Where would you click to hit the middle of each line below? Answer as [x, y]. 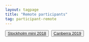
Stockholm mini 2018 [27, 33]
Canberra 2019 [67, 33]
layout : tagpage [22, 10]
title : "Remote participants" [37, 14]
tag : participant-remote [31, 19]
